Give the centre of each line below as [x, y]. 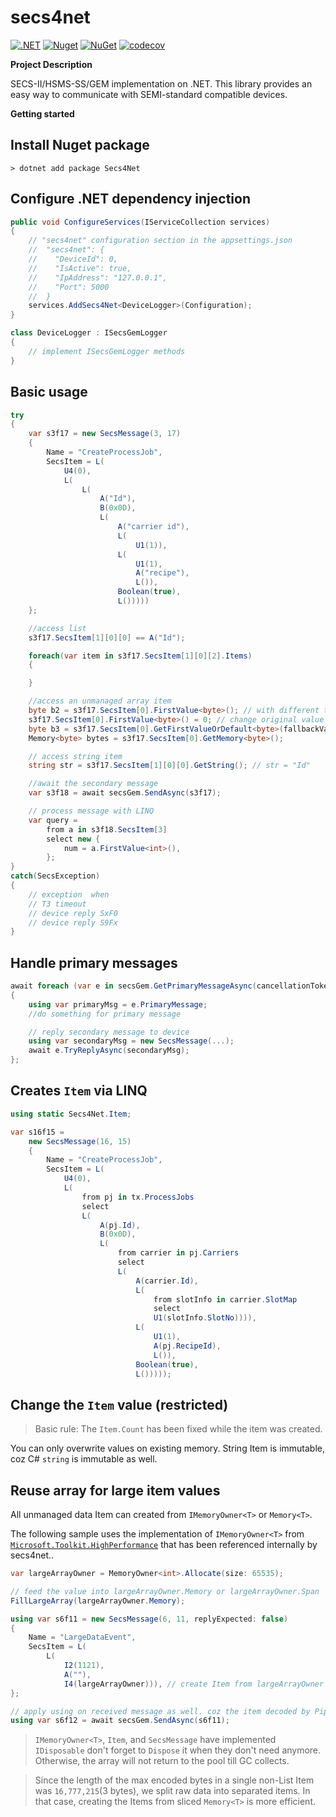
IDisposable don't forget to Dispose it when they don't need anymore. [178, 1750]
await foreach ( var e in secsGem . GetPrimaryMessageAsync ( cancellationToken [171, 986]
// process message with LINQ [91, 811]
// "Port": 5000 [69, 287]
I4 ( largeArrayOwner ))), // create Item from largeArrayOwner [194, 1684]
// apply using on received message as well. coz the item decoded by [160, 1711]
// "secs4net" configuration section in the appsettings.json [160, 241]
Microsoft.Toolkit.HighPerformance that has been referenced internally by [164, 1544]
